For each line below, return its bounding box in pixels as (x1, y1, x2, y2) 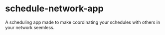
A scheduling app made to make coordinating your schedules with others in (5, 19, 161, 25)
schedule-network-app (5, 3, 104, 14)
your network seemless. (5, 24, 55, 30)
